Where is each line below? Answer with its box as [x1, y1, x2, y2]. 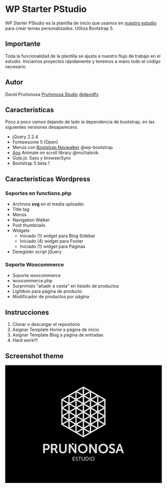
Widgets [12, 228, 30, 234]
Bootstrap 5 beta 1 [12, 161, 50, 166]
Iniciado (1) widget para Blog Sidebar [19, 233, 95, 239]
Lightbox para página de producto [12, 288, 83, 295]
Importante [5, 40, 41, 48]
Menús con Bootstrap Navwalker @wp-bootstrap [12, 145, 113, 151]
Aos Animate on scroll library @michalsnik [12, 150, 99, 156]
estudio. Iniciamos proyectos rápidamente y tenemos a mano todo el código [5, 58, 161, 64]
